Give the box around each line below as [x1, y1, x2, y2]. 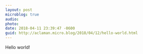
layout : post [5, 7, 33, 12]
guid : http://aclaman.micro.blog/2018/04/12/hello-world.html [5, 30, 138, 35]
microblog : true [5, 12, 39, 17]
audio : [5, 16, 19, 21]
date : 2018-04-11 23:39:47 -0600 [5, 26, 75, 31]
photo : [5, 21, 19, 26]
